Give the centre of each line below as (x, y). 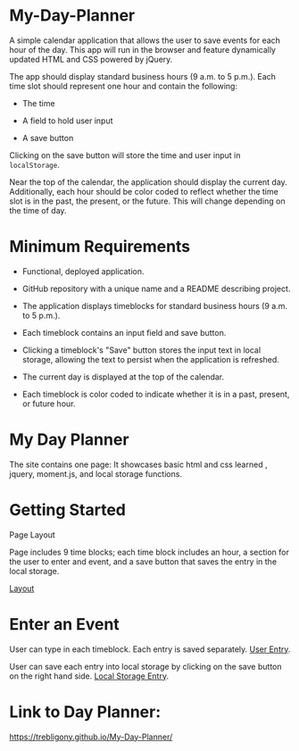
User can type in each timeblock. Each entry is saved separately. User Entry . (150, 649)
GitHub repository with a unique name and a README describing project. (156, 288)
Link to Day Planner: (85, 712)
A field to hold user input (67, 121)
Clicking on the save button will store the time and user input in (125, 155)
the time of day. (38, 210)
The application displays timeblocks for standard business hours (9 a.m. (155, 305)
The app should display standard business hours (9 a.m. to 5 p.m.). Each (143, 76)
